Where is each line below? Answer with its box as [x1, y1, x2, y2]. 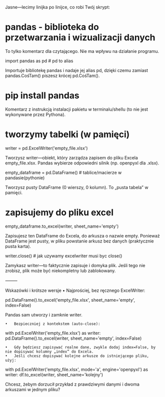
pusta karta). [5, 243, 31, 249]
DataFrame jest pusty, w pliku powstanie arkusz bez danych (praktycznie [5, 238, 154, 244]
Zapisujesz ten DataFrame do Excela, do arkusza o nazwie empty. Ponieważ [5, 233, 160, 238]
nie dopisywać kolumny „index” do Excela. [5, 349, 94, 354]
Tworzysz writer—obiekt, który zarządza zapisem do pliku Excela [5, 155, 138, 160]
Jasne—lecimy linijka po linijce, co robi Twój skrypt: [5, 4, 110, 10]
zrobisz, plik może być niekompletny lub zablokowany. [5, 268, 116, 274]
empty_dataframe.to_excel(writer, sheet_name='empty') [5, 223, 119, 229]
